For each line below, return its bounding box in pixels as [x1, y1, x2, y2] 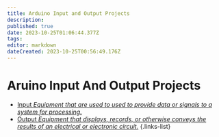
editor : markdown [7, 42, 57, 49]
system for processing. [16, 108, 82, 116]
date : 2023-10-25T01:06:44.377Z [7, 29, 99, 36]
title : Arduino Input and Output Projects [7, 10, 130, 17]
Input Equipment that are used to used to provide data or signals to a [16, 100, 213, 108]
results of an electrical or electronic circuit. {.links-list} [16, 122, 171, 130]
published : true [7, 23, 53, 29]
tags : [7, 36, 23, 42]
